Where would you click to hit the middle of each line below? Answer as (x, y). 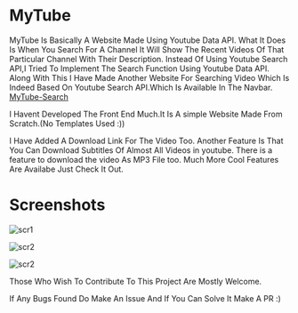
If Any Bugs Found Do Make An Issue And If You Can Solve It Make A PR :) (145, 298)
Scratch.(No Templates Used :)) (67, 123)
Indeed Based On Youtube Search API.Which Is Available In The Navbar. (141, 87)
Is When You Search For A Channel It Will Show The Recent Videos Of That (147, 49)
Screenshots (57, 205)
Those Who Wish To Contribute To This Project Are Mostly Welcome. (136, 281)
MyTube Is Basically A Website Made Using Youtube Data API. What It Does (148, 40)
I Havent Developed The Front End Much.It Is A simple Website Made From (146, 114)
